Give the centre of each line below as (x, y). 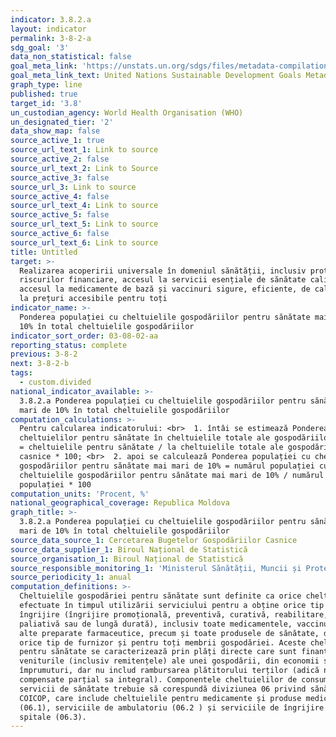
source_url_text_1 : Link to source (84, 150)
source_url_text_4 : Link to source (84, 206)
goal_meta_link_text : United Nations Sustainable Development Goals (156, 76)
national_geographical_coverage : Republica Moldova (120, 503)
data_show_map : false (55, 131)
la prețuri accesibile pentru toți (93, 299)
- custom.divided (55, 382)
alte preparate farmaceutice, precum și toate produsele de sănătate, (169, 633)
